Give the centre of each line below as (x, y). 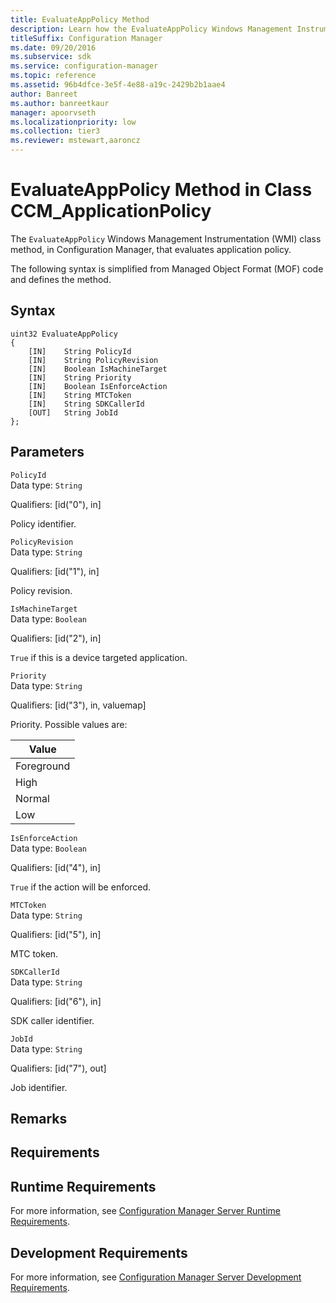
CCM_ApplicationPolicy (111, 211)
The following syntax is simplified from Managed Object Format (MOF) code (167, 268)
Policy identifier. (43, 523)
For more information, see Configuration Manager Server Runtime (145, 1211)
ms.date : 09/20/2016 (53, 47)
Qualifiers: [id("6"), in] (56, 1001)
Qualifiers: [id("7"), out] (58, 1068)
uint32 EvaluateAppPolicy (64, 334)
